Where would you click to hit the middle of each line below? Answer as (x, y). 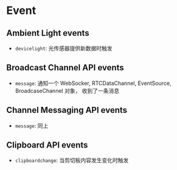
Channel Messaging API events (67, 110)
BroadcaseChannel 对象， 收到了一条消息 (67, 90)
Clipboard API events (47, 145)
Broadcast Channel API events (65, 68)
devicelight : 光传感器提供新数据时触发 (64, 48)
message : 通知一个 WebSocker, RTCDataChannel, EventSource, (93, 83)
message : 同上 (32, 126)
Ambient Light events (48, 33)
